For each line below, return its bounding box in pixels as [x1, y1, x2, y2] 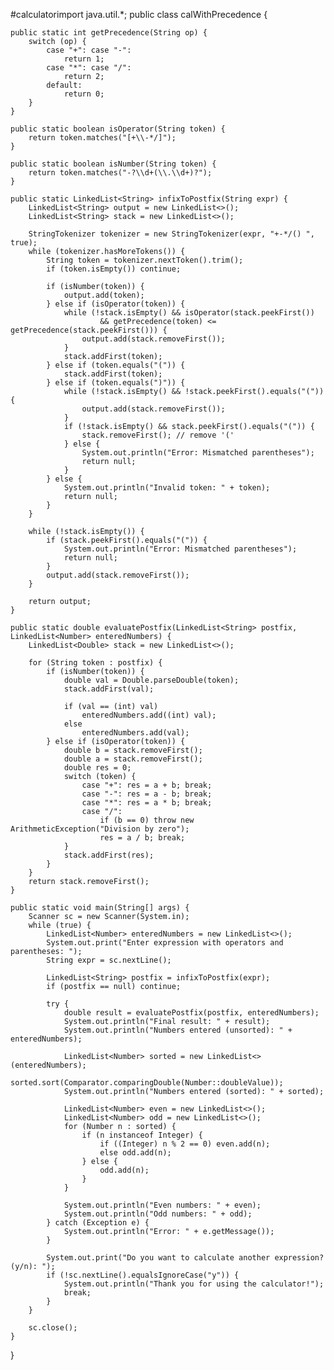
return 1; [63, 54, 105, 64]
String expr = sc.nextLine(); [46, 955, 172, 965]
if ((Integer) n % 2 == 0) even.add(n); [99, 1139, 271, 1149]
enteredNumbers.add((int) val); [81, 710, 217, 720]
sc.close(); [28, 1323, 78, 1333]
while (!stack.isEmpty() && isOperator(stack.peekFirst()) [63, 308, 315, 318]
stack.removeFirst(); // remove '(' [81, 430, 235, 440]
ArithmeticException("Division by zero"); [10, 824, 190, 834]
